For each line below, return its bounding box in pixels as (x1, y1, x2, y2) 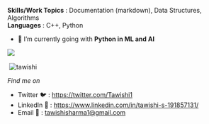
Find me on (7, 76, 40, 84)
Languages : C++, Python (7, 21, 84, 29)
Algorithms (7, 13, 40, 22)
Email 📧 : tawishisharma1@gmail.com (17, 108, 126, 116)
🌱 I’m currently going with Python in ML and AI (17, 35, 154, 43)
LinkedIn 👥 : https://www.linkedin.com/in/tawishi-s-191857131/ (17, 101, 199, 109)
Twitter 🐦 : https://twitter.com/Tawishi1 (17, 90, 133, 98)
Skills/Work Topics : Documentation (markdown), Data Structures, (7, 6, 202, 14)
